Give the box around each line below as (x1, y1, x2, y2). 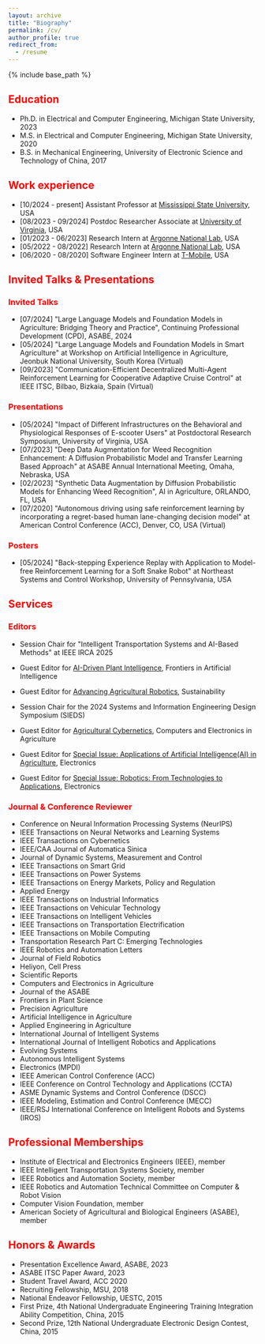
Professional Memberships (8, 1135, 144, 1150)
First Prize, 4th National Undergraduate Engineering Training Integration (19, 1301, 254, 1311)
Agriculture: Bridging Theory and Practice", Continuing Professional (19, 323, 240, 333)
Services (8, 597, 54, 611)
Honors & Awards (8, 1238, 96, 1252)
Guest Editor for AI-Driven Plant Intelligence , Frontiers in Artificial (19, 663, 231, 672)
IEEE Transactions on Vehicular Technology (19, 902, 162, 913)
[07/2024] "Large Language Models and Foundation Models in (19, 314, 223, 324)
